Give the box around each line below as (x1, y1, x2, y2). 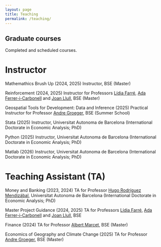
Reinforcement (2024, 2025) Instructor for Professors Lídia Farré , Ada (5, 90, 146, 96)
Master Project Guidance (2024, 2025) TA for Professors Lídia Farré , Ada (5, 207, 153, 213)
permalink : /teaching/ (5, 16, 51, 21)
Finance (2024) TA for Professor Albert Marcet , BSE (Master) (5, 222, 128, 228)
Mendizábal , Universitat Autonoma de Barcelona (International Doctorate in (5, 193, 157, 199)
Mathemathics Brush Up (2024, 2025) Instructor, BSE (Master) (5, 81, 131, 87)
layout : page (5, 7, 32, 12)
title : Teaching (5, 12, 38, 17)
